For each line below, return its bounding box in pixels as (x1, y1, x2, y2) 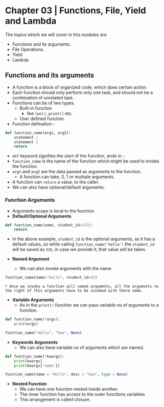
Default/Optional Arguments (12, 213, 72, 219)
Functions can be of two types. (12, 100, 75, 106)
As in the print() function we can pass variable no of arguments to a (19, 302, 159, 308)
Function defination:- (12, 121, 55, 126)
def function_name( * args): (5, 317, 60, 322)
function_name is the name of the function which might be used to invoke (12, 158, 159, 164)
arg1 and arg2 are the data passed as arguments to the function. (12, 169, 142, 175)
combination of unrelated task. (12, 94, 74, 100)
